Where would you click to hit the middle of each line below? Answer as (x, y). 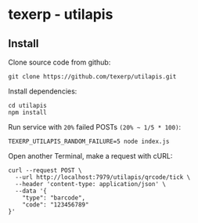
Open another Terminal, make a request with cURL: (90, 156)
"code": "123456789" (56, 205)
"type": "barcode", (54, 198)
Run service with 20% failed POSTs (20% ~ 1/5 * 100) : (95, 127)
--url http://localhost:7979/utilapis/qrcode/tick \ (103, 177)
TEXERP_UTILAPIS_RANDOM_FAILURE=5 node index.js (89, 141)
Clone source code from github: (59, 62)
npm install (27, 112)
